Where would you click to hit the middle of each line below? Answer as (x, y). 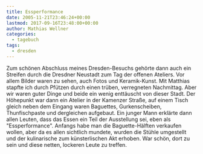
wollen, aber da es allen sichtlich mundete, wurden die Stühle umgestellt (96, 132)
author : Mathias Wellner (37, 29)
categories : (21, 34)
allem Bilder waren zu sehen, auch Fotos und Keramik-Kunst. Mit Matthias (98, 81)
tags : (13, 46)
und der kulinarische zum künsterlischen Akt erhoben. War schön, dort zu (98, 138)
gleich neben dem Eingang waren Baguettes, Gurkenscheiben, (84, 106)
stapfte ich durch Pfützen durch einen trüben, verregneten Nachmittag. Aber (101, 87)
